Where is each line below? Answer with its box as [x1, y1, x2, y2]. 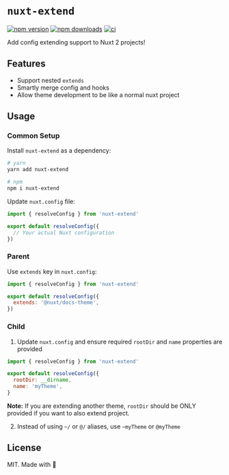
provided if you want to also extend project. [7, 409, 130, 417]
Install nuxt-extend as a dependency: [7, 146, 111, 155]
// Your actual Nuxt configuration [13, 229, 115, 236]
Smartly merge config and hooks [16, 84, 109, 92]
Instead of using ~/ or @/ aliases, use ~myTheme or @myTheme [16, 422, 181, 431]
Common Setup [7, 131, 60, 141]
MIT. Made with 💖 [7, 460, 57, 468]
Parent [7, 252, 30, 261]
